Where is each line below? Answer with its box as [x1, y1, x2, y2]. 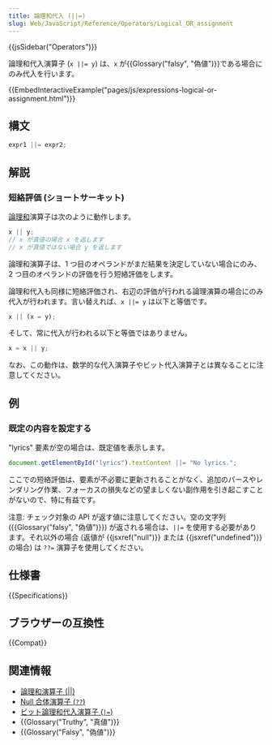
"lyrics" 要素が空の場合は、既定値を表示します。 [8, 442, 170, 452]
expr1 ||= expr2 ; [8, 141, 67, 149]
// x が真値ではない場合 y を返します [8, 243, 122, 252]
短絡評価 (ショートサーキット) [8, 192, 125, 203]
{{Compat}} [8, 638, 47, 648]
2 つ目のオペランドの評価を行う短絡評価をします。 [8, 269, 178, 278]
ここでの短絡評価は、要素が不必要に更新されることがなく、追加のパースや [8, 474, 257, 484]
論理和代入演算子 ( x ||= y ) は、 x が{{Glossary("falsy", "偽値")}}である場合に [8, 58, 263, 68]
